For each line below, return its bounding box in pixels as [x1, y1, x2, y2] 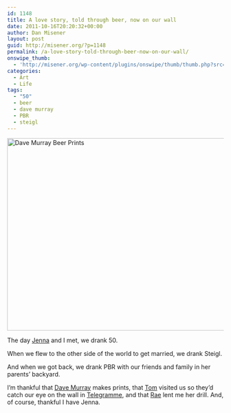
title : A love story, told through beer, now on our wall [7, 16, 177, 23]
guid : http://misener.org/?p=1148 [7, 42, 107, 49]
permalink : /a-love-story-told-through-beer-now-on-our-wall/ [7, 49, 189, 56]
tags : [7, 87, 23, 93]
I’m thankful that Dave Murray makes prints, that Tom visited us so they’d [7, 383, 214, 392]
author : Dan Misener [7, 29, 67, 36]
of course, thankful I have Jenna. [7, 398, 101, 406]
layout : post [7, 36, 45, 43]
